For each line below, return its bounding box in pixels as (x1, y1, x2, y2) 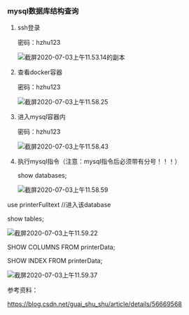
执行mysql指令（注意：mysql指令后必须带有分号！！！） (17, 157, 181, 166)
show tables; (7, 215, 44, 223)
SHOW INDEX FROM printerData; (7, 257, 103, 265)
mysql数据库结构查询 (7, 6, 79, 15)
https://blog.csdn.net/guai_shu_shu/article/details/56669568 (7, 300, 182, 309)
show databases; (17, 171, 67, 180)
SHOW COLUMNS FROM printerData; (7, 243, 115, 251)
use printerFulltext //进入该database (7, 201, 111, 209)
